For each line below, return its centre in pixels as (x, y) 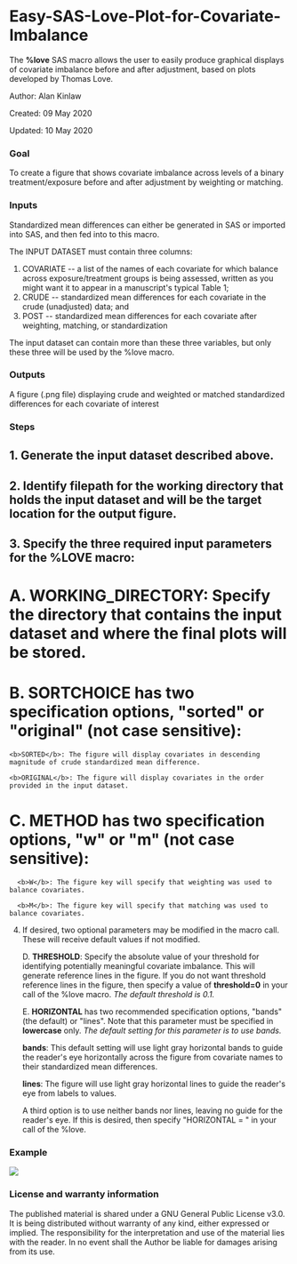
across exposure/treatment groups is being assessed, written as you (148, 278)
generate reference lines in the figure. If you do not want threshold (144, 975)
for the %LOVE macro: (72, 557)
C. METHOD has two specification (137, 821)
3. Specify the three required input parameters (141, 544)
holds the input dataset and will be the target (136, 500)
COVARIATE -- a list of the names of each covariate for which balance (150, 268)
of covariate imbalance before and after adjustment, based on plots (132, 69)
